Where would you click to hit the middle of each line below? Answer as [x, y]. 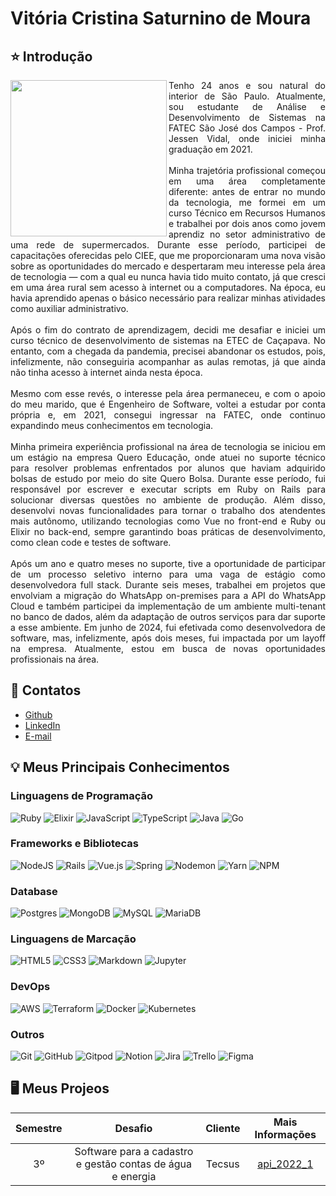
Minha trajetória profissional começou [247, 170]
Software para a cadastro [134, 1151]
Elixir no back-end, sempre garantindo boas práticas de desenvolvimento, [168, 531]
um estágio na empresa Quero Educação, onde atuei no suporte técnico [168, 457]
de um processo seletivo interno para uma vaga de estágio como [168, 574]
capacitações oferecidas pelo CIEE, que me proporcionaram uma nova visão [168, 255]
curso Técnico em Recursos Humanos [247, 213]
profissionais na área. [55, 659]
